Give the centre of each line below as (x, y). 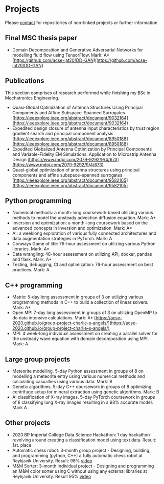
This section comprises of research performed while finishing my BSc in (78, 93)
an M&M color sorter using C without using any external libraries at (80, 471)
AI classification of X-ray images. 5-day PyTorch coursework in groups (83, 397)
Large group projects (38, 359)
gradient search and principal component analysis (63, 133)
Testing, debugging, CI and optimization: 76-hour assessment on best (82, 265)
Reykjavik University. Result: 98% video (52, 460)
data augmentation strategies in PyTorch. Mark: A (62, 239)
